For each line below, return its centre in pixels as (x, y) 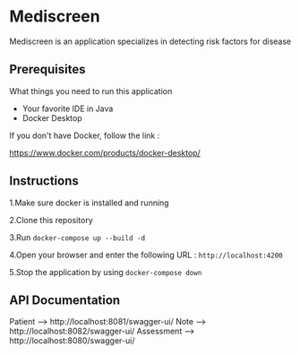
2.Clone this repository (51, 220)
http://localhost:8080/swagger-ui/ (72, 341)
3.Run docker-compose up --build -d (77, 237)
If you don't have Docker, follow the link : (85, 135)
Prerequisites (47, 69)
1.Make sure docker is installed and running (89, 203)
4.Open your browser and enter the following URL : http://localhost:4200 (146, 255)
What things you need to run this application (91, 91)
